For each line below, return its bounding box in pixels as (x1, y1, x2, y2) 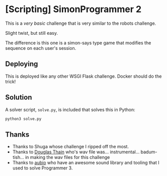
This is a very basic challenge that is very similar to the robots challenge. (5, 20, 156, 26)
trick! (5, 78, 16, 84)
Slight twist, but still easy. (5, 30, 58, 36)
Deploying (5, 60, 38, 69)
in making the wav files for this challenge (25, 154, 110, 160)
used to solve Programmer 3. (12, 165, 73, 171)
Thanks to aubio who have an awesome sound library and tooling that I (12, 160, 159, 166)
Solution (5, 93, 32, 102)
